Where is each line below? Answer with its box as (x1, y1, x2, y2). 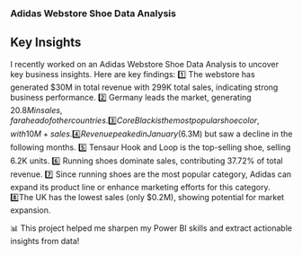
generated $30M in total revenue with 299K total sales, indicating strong (10, 82, 279, 92)
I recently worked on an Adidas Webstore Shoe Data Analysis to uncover (10, 58, 280, 69)
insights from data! (10, 235, 80, 246)
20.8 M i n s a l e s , (10, 104, 63, 115)
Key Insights (10, 35, 82, 50)
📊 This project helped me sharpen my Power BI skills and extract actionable (10, 223, 293, 233)
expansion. (10, 205, 51, 215)
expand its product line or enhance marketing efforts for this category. (10, 181, 271, 192)
